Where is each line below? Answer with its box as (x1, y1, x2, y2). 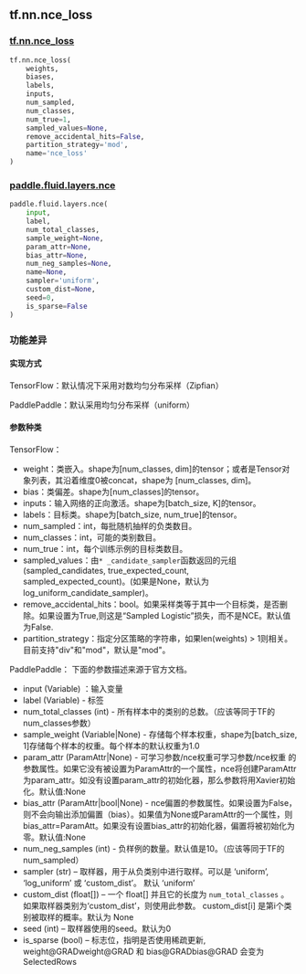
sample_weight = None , (26, 233, 104, 243)
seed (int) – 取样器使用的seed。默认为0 (22, 923, 172, 934)
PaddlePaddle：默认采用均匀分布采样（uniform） (9, 399, 195, 410)
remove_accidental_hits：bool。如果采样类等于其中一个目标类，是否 (22, 598, 280, 609)
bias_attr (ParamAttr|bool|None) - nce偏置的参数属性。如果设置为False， (22, 797, 297, 808)
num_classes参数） (22, 717, 96, 728)
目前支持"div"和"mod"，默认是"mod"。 (22, 644, 171, 655)
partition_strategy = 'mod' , (26, 141, 129, 150)
